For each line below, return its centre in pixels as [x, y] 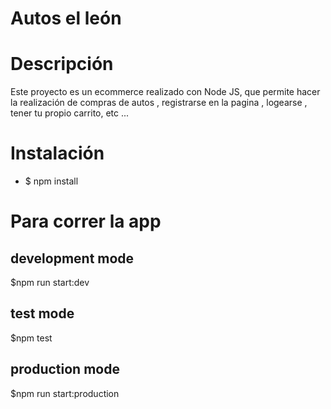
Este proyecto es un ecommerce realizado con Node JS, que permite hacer [165, 92]
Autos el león [66, 18]
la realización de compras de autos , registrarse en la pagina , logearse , [159, 103]
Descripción [62, 64]
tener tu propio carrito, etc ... [70, 113]
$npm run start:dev [50, 283]
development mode [72, 258]
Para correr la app [86, 221]
